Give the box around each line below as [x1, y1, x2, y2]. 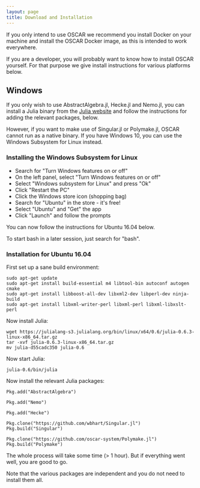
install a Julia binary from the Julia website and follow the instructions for [6, 107, 187, 115]
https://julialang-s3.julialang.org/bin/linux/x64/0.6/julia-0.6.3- [19, 328, 195, 335]
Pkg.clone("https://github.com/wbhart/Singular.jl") [6, 420, 141, 426]
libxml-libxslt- [146, 301, 187, 307]
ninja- [172, 291, 189, 297]
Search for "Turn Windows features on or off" [14, 167, 128, 174]
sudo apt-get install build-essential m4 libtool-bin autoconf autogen [6, 280, 189, 286]
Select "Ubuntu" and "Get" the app [14, 205, 102, 212]
